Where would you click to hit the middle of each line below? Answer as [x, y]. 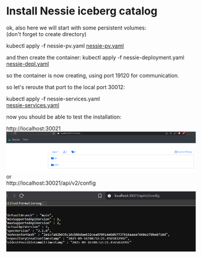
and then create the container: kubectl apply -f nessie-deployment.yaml [95, 57]
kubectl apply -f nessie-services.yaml [53, 99]
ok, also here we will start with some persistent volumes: [76, 28]
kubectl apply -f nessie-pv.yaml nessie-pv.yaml [65, 46]
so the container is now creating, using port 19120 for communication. [93, 75]
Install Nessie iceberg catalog [82, 11]
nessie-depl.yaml [28, 64]
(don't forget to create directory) [47, 34]
